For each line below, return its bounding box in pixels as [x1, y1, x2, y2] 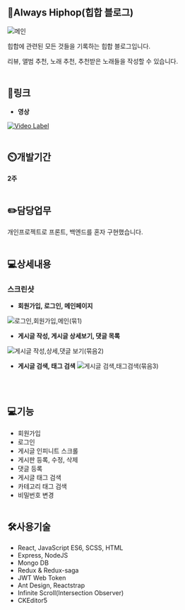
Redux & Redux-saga [17, 565, 79, 575]
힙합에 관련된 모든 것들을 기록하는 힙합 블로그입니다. [7, 42, 150, 50]
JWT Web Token [17, 573, 66, 582]
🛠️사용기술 [7, 521, 51, 533]
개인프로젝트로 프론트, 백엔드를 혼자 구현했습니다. [7, 228, 143, 236]
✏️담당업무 [7, 205, 52, 217]
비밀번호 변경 [17, 490, 54, 499]
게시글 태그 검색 [17, 473, 61, 481]
